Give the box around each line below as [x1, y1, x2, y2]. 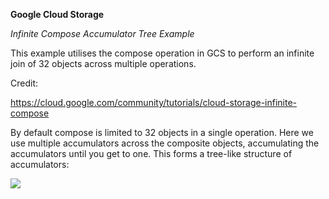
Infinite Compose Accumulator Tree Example [10, 28, 195, 39]
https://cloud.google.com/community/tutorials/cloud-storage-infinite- [10, 97, 298, 108]
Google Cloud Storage [10, 9, 105, 20]
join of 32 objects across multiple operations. [10, 58, 197, 69]
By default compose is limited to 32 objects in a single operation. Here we [10, 127, 314, 138]
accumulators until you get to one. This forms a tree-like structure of [10, 148, 293, 159]
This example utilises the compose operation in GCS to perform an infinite [10, 47, 315, 59]
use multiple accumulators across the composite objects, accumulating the [10, 137, 320, 149]
